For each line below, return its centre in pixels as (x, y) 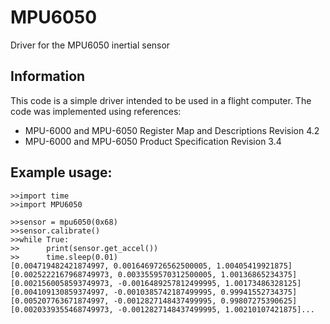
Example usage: (61, 172)
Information (48, 76)
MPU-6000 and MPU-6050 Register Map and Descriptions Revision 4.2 (172, 130)
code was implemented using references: (96, 111)
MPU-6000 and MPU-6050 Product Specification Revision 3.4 (153, 141)
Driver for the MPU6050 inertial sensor (90, 45)
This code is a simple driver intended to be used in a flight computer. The (161, 100)
